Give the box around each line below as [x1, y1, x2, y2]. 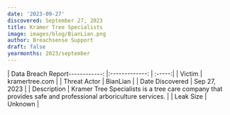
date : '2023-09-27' [7, 10, 65, 18]
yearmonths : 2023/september [7, 50, 91, 57]
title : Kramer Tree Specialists [7, 23, 103, 31]
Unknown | [7, 99, 40, 108]
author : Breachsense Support [7, 37, 94, 44]
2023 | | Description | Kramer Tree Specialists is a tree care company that [7, 84, 223, 93]
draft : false [7, 43, 46, 50]
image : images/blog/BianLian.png [7, 30, 106, 38]
